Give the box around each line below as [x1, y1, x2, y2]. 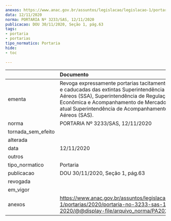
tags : [5, 27, 17, 32]
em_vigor [8, 186, 30, 193]
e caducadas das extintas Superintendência [60, 86, 165, 93]
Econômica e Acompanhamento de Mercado [60, 99, 166, 106]
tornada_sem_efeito [8, 128, 55, 135]
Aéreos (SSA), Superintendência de [60, 92, 145, 100]
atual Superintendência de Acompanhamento [60, 105, 168, 112]
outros [8, 153, 24, 160]
